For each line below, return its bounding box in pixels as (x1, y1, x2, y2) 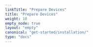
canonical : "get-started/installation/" (5, 30, 89, 35)
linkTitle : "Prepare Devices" (5, 7, 67, 12)
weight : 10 (5, 16, 27, 21)
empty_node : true (5, 21, 41, 26)
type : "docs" (5, 35, 32, 40)
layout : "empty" (5, 25, 38, 30)
